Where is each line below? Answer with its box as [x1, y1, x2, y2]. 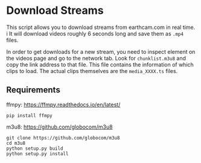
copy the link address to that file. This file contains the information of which [6, 61, 194, 68]
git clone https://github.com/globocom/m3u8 [6, 135, 120, 141]
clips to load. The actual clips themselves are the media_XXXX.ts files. [6, 67, 178, 74]
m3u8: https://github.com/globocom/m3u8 [6, 123, 113, 130]
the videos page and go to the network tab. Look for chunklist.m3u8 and [6, 54, 186, 62]
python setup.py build [6, 145, 63, 152]
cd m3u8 [6, 140, 26, 146]
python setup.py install [6, 150, 69, 157]
